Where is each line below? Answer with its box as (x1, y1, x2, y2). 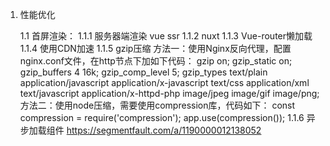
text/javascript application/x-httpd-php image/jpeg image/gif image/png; (19, 88, 320, 99)
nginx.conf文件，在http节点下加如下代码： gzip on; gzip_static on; (19, 55, 293, 67)
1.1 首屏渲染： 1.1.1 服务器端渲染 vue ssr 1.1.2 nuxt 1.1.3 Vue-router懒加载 (19, 30, 313, 42)
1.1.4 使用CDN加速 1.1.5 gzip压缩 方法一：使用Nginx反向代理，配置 (19, 43, 292, 54)
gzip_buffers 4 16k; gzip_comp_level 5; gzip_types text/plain (19, 66, 268, 78)
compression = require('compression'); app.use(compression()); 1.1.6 (19, 112, 305, 123)
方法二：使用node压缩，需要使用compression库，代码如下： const (19, 99, 296, 111)
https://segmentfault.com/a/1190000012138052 (66, 124, 262, 136)
